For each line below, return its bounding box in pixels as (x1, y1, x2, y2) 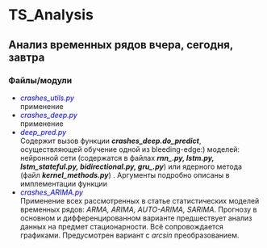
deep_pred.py (19, 127, 67, 137)
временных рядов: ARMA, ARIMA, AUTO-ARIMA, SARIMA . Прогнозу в (19, 204, 257, 214)
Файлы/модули (8, 74, 73, 86)
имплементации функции (19, 179, 107, 188)
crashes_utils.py (19, 93, 75, 103)
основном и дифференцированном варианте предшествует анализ (19, 212, 252, 223)
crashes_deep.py (19, 110, 78, 120)
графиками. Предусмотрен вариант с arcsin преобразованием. (19, 230, 240, 240)
